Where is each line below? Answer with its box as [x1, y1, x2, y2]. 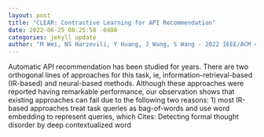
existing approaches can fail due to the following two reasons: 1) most [8, 96, 234, 105]
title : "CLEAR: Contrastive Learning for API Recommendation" [8, 19, 216, 27]
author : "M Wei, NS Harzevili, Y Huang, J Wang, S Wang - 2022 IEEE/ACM [8, 41, 251, 49]
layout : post [8, 11, 51, 20]
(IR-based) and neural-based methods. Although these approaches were [8, 79, 244, 88]
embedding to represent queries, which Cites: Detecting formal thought [8, 112, 240, 121]
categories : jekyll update [8, 33, 97, 41]
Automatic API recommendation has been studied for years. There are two [8, 62, 249, 71]
